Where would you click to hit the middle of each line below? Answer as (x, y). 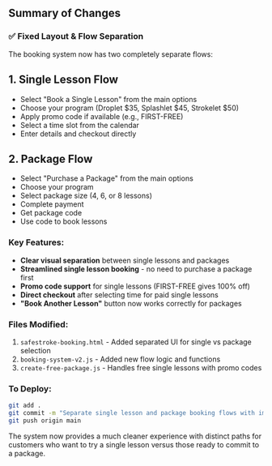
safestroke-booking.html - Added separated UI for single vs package (136, 342)
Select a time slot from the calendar (80, 125)
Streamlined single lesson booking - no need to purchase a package (136, 269)
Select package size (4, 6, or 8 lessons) (86, 196)
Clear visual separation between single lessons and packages (125, 260)
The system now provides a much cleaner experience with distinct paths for (135, 436)
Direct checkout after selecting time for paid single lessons (119, 294)
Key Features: (36, 242)
